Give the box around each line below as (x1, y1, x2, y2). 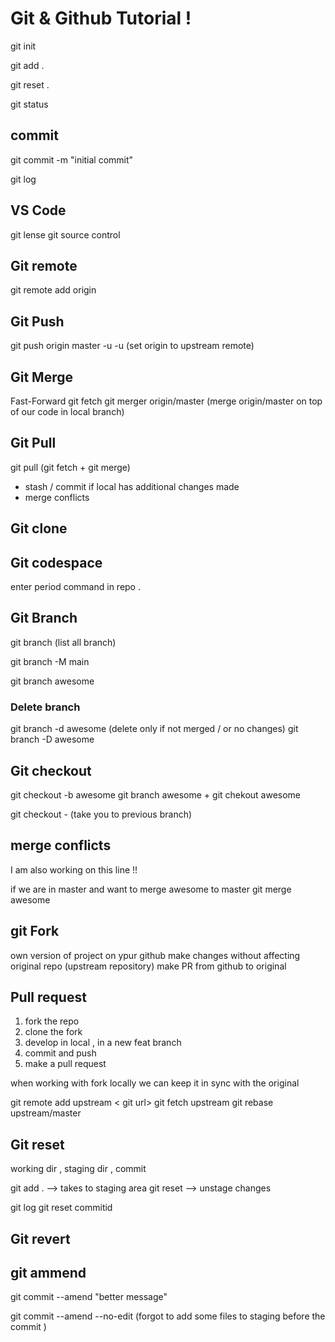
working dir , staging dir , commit (10, 1163, 147, 1175)
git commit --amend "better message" (10, 1291, 168, 1303)
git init (10, 40, 37, 52)
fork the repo (24, 1015, 80, 1027)
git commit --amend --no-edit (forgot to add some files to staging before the (10, 1310, 326, 1322)
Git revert (10, 1230, 71, 1247)
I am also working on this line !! (10, 863, 138, 876)
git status (10, 98, 49, 110)
